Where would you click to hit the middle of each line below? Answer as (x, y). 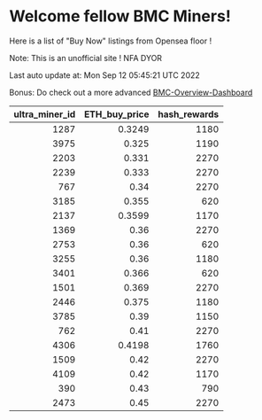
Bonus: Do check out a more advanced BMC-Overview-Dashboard (131, 92)
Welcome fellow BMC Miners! (120, 16)
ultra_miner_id (45, 114)
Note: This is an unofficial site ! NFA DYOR (85, 58)
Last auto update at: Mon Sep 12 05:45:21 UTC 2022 (105, 75)
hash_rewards (189, 114)
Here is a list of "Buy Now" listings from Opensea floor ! (111, 41)
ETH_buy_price (116, 114)
